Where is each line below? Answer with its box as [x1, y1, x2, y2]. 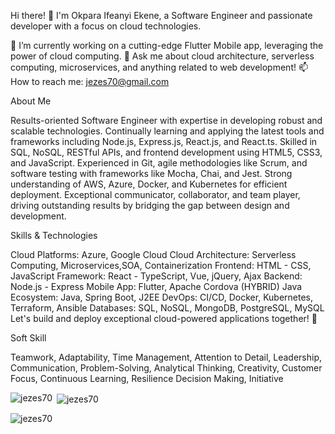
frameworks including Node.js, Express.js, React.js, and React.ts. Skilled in [10, 136, 318, 147]
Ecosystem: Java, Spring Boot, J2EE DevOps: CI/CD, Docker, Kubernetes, [10, 291, 314, 303]
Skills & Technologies [10, 230, 98, 241]
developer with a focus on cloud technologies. [10, 20, 202, 32]
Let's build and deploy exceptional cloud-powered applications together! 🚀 [10, 313, 318, 324]
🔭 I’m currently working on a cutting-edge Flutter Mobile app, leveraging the [10, 40, 324, 51]
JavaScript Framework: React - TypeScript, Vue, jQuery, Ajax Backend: [10, 270, 303, 282]
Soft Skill [10, 332, 47, 344]
